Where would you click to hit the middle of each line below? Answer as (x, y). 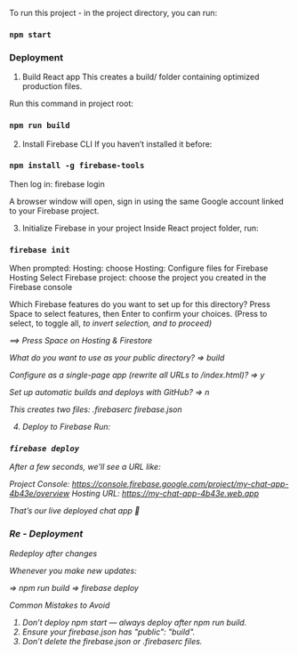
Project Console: (40, 484)
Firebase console (41, 287)
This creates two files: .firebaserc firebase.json (96, 409)
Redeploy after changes (53, 553)
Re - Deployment (46, 534)
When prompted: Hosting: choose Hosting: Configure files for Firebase (139, 268)
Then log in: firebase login (57, 184)
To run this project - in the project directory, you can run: (113, 13)
